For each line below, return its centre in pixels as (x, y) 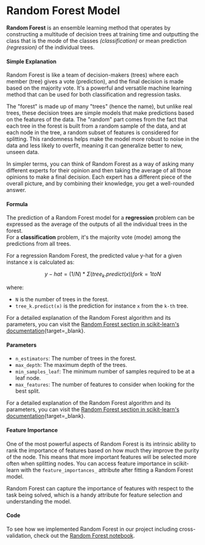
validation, (19, 535)
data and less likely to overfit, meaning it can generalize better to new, (95, 145)
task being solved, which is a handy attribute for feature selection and (94, 495)
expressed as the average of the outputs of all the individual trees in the (97, 224)
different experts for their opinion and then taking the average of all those (99, 171)
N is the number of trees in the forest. (62, 300)
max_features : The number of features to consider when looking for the (105, 385)
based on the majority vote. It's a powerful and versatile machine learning (99, 88)
